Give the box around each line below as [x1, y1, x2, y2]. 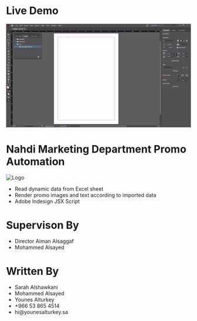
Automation [6, 155, 65, 168]
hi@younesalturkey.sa [14, 309, 69, 316]
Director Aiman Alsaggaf [14, 238, 74, 245]
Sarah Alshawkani [14, 284, 59, 291]
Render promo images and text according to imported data [14, 192, 157, 199]
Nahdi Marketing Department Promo [6, 142, 186, 156]
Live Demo [6, 4, 59, 18]
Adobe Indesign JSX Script [14, 198, 80, 205]
